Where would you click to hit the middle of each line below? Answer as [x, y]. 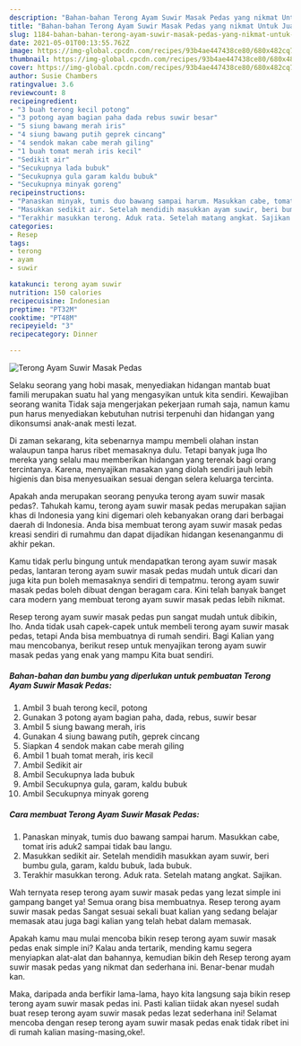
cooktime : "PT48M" [43, 318]
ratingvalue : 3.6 [42, 84]
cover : [21, 68]
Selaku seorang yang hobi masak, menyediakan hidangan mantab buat [140, 385]
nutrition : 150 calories [56, 293]
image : [21, 51]
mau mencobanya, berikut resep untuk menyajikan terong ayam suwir [138, 646]
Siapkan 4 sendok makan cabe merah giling [103, 745]
